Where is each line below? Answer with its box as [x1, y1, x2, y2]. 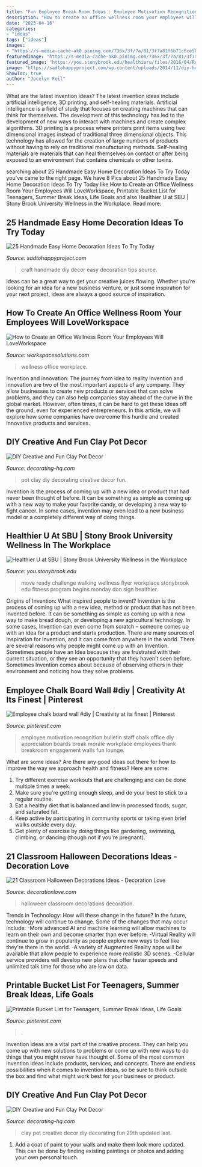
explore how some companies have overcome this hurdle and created [6, 413, 179, 420]
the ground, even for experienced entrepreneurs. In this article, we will [6, 407, 181, 414]
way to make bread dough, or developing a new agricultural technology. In [6, 617, 191, 624]
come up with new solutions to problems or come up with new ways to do [6, 1047, 189, 1054]
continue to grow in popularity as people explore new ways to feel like [6, 937, 180, 944]
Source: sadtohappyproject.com [6, 254, 87, 262]
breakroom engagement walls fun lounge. [20, 747, 125, 754]
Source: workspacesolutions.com [6, 351, 90, 359]
